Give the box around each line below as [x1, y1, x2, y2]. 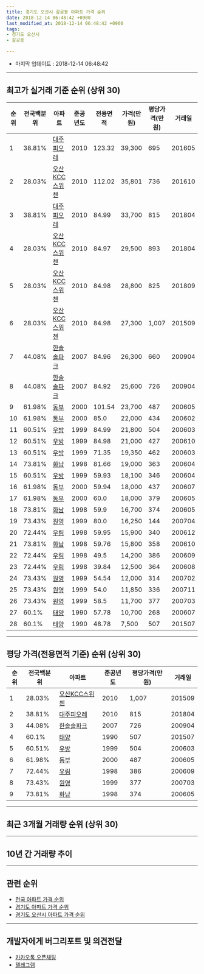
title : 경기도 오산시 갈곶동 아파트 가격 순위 [6, 9, 106, 15]
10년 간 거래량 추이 [6, 849, 73, 859]
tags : [6, 26, 20, 32]
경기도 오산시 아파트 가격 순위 [15, 911, 85, 919]
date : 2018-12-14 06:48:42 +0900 [6, 15, 91, 21]
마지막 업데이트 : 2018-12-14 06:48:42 [15, 60, 109, 67]
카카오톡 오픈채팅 [15, 953, 56, 961]
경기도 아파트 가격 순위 [15, 903, 69, 911]
